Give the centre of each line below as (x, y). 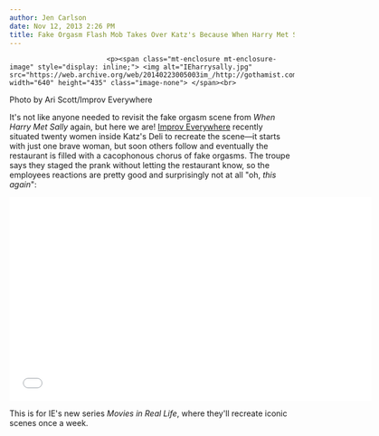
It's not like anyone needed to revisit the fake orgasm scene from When (142, 118)
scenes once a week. (49, 423)
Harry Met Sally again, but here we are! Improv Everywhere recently (137, 127)
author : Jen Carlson (48, 18)
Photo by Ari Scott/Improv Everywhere (81, 100)
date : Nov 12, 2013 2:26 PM (62, 26)
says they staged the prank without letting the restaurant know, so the (139, 166)
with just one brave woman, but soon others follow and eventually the (139, 147)
